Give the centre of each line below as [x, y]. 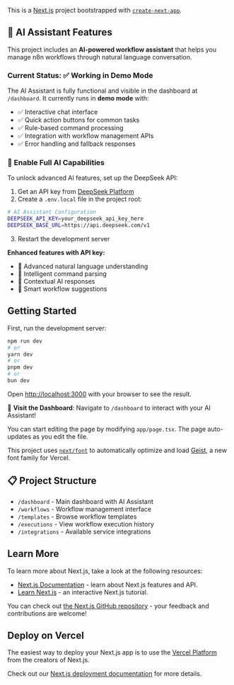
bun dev [19, 381]
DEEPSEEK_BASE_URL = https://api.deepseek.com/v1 [79, 226]
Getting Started [42, 311]
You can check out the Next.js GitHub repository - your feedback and [109, 606]
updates [19, 436]
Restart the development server [64, 239]
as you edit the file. [60, 436]
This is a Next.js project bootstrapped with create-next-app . [95, 10]
